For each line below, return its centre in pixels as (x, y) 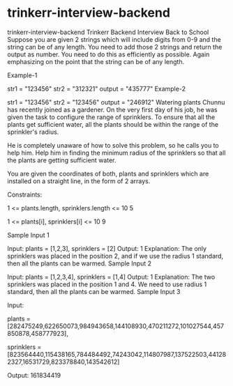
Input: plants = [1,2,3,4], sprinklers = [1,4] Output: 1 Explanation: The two (111, 277)
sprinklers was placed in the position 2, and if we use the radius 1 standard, (115, 256)
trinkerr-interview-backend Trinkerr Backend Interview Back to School (108, 32)
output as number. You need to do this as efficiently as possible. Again (108, 54)
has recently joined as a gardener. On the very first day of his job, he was (112, 109)
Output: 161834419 (34, 375)
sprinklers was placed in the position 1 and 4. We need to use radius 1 (107, 284)
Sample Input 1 (29, 235)
